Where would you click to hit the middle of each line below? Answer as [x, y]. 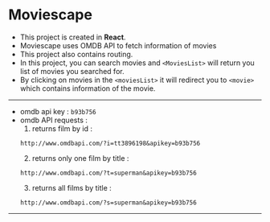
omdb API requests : [54, 120]
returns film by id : [62, 128]
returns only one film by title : [80, 158]
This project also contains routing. [76, 54]
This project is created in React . [73, 37]
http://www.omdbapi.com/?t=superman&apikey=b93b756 [108, 173]
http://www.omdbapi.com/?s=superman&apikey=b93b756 [108, 203]
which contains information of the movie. [88, 88]
